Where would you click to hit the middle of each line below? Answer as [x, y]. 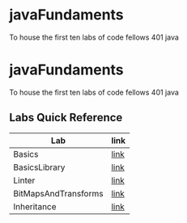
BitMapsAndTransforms [58, 193]
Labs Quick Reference [66, 118]
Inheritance [35, 206]
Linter [24, 180]
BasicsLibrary [39, 167]
